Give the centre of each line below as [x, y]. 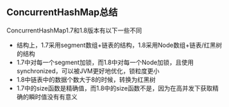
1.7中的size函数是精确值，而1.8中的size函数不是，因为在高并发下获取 [114, 88]
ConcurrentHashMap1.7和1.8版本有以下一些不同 [74, 30]
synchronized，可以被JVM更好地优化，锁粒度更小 [88, 70]
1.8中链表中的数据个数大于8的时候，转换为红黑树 [86, 79]
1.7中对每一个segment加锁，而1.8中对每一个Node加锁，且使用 [105, 62]
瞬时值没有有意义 [53, 97]
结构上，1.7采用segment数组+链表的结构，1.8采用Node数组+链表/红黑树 [119, 45]
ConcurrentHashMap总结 [62, 12]
